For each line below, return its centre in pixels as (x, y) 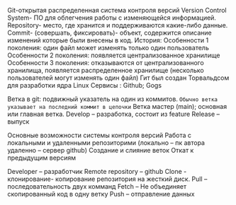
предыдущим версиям (42, 158)
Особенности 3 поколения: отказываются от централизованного (106, 63)
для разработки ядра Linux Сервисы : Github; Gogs (84, 85)
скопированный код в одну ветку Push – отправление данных (101, 194)
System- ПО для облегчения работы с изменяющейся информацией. (112, 18)
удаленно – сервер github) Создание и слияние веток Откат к (101, 150)
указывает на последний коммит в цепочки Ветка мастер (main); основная (117, 106)
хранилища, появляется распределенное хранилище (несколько (106, 70)
